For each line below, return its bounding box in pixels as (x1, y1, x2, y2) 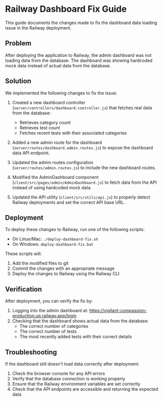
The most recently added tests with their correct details (19, 334, 132, 340)
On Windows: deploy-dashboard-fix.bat (12, 241, 94, 247)
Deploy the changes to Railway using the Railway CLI (12, 271, 119, 277)
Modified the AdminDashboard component (12, 174, 99, 180)
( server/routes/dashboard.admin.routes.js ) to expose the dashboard (12, 144, 153, 150)
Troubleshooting (5, 348, 57, 356)
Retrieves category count (19, 119, 71, 125)
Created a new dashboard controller (12, 99, 86, 105)
